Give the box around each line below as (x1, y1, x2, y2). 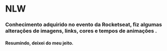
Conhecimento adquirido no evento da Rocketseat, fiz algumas (5, 21, 162, 28)
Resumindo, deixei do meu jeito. (5, 40, 74, 46)
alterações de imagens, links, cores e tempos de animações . (5, 27, 157, 34)
